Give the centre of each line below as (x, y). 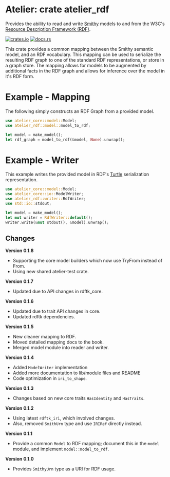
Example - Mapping (48, 97)
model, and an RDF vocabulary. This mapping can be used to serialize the (83, 54)
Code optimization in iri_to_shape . (50, 378)
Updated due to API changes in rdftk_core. (58, 292)
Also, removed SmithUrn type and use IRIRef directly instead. (77, 424)
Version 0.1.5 (20, 327)
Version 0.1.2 (20, 408)
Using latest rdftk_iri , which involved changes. (64, 418)
